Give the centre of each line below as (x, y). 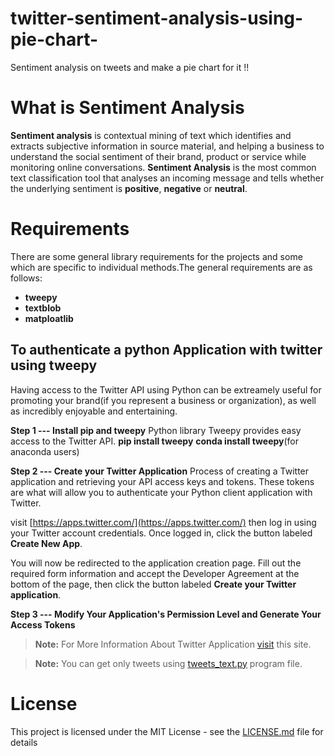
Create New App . (46, 543)
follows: (26, 278)
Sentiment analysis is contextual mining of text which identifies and (151, 135)
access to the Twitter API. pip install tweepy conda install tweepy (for (155, 441)
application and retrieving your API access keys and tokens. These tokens (162, 481)
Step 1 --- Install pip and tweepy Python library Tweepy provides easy (156, 430)
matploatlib (49, 318)
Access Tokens (43, 624)
